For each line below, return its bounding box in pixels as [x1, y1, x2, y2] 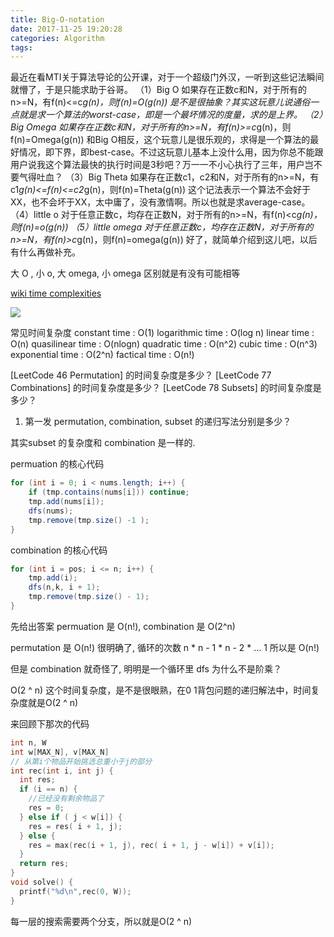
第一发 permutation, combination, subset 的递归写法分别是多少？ [24, 416, 292, 428]
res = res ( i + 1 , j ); [28, 821, 123, 831]
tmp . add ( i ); [28, 573, 78, 583]
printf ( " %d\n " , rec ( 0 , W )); [19, 886, 132, 896]
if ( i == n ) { [19, 784, 78, 795]
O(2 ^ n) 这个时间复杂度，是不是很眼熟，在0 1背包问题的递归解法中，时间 [10, 684, 312, 696]
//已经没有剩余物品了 [28, 794, 105, 804]
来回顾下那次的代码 [10, 717, 90, 730]
